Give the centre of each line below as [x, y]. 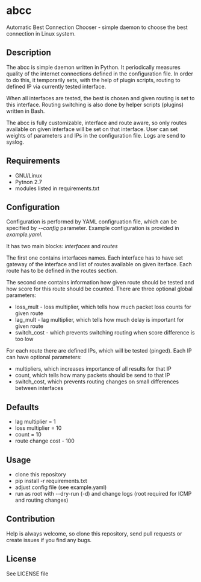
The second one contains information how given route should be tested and [100, 283]
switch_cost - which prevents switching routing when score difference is [105, 333]
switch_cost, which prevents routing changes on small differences [97, 382]
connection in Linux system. [41, 33]
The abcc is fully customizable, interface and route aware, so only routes [97, 123]
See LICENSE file [27, 574]
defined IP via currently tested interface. [56, 86]
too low [24, 339]
